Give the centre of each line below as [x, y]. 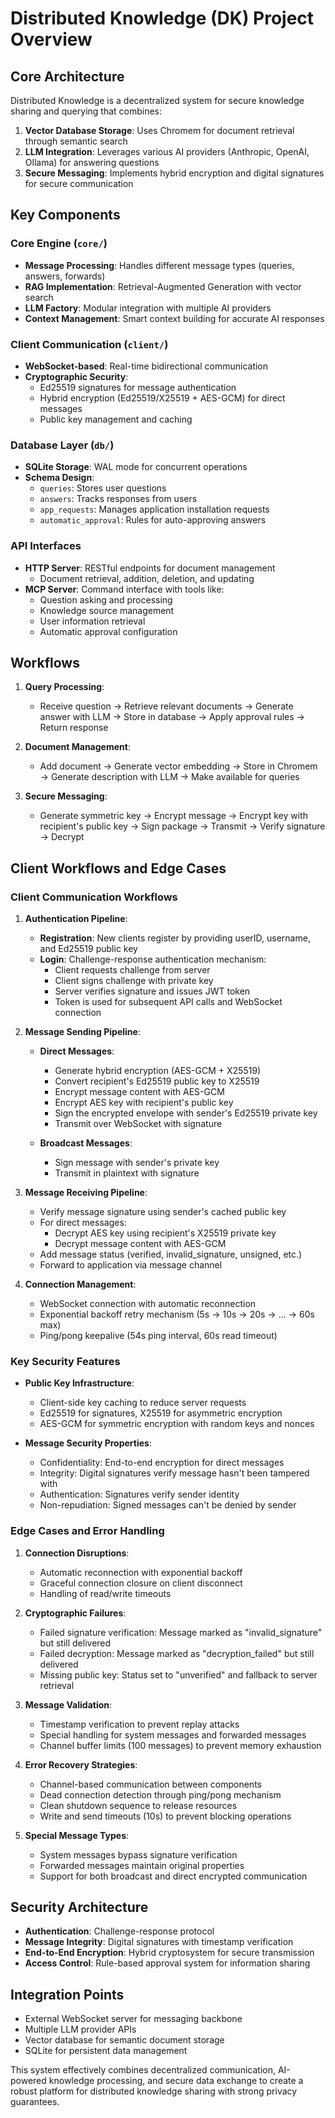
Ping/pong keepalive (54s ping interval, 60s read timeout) [158, 1336]
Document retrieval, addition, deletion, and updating [147, 578]
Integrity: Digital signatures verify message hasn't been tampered [174, 1473]
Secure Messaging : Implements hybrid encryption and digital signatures [174, 173]
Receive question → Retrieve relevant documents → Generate [166, 706]
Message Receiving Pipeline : [86, 1193]
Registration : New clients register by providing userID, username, [175, 938]
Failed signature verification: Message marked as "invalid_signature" [181, 1632]
